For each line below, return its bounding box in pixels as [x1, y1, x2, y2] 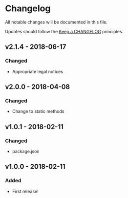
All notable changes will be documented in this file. [5, 19, 107, 25]
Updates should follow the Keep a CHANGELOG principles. [5, 28, 124, 34]
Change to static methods [12, 109, 64, 114]
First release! [12, 188, 39, 194]
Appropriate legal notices [12, 68, 64, 74]
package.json [12, 149, 40, 154]
